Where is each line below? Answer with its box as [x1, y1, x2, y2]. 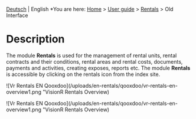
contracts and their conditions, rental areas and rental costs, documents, [6, 58, 183, 65]
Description [6, 32, 65, 46]
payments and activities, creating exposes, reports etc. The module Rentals [6, 64, 191, 71]
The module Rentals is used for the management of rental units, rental [6, 52, 177, 59]
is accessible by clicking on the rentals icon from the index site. [6, 71, 161, 78]
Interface [6, 12, 28, 19]
